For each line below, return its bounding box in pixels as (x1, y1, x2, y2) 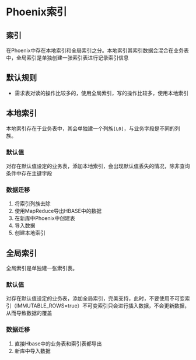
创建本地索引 (14, 229, 45, 236)
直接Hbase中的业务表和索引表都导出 (14, 340, 102, 347)
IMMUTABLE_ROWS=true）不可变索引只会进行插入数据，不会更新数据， (16, 302, 190, 309)
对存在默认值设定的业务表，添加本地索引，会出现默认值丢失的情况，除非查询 (6, 162, 190, 169)
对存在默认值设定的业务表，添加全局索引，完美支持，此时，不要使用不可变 (6, 295, 185, 302)
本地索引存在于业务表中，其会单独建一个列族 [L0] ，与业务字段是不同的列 (6, 125, 180, 132)
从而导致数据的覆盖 (6, 310, 52, 317)
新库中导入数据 (14, 347, 51, 354)
